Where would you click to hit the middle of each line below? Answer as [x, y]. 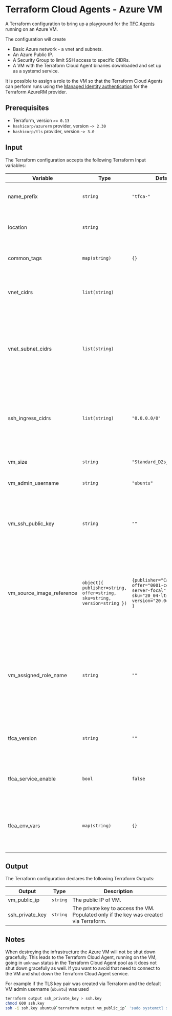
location [17, 227]
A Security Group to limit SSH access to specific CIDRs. [71, 60]
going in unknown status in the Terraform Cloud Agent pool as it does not [81, 963]
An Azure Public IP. [33, 55]
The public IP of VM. [97, 900]
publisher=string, [104, 588]
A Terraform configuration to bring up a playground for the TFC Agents [80, 24]
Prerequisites [27, 108]
